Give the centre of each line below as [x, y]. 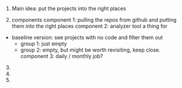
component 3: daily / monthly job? [62, 56]
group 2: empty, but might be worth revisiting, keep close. [90, 50]
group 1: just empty [44, 44]
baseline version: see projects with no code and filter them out [87, 37]
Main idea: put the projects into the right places [69, 9]
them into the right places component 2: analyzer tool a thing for [90, 26]
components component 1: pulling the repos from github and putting [94, 20]
